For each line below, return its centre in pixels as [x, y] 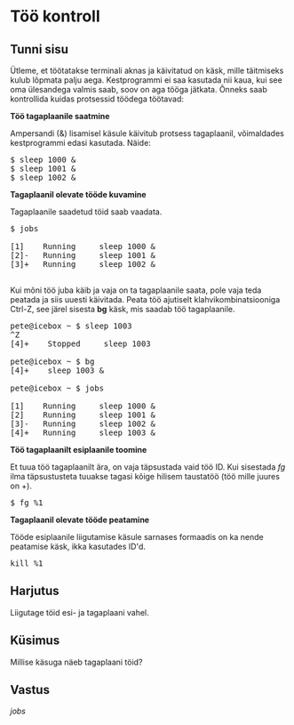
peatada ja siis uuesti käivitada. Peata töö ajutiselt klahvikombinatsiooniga [145, 299]
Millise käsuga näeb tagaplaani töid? [76, 662]
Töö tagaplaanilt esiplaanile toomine [79, 450]
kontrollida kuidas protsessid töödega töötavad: [97, 99]
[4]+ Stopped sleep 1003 [80, 344]
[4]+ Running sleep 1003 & [83, 433]
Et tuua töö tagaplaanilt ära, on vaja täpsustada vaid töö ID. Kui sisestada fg [148, 467]
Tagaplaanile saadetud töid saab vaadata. [86, 212]
